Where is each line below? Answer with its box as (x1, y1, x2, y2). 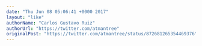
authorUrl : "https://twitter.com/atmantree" (6, 25, 120, 32)
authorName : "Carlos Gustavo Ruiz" (6, 20, 96, 26)
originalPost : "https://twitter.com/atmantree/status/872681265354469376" (6, 31, 198, 37)
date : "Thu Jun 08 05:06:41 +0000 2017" (6, 8, 109, 15)
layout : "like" (6, 14, 44, 20)
